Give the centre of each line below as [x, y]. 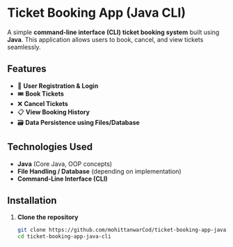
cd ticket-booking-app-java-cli [64, 237]
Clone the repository [48, 217]
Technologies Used [50, 147]
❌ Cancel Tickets [42, 103]
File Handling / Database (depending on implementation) [99, 171]
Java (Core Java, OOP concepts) [65, 164]
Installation [32, 200]
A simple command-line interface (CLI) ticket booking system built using [113, 32]
